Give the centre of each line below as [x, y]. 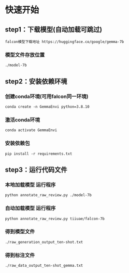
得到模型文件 [20, 232]
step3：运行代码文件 [36, 170]
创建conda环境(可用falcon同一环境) [47, 96]
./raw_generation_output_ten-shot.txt [44, 242]
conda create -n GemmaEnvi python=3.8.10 [47, 107]
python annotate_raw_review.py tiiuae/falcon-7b [55, 219]
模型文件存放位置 [25, 55]
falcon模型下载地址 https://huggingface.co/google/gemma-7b [64, 42]
